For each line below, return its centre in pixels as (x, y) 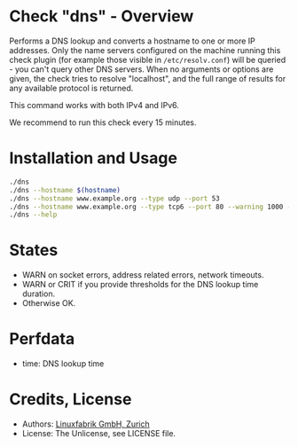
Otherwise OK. (49, 303)
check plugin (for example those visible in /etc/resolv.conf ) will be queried (148, 59)
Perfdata (42, 339)
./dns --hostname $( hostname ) (65, 190)
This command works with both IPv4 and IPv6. (94, 105)
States (34, 251)
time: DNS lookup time (63, 364)
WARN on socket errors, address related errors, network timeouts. (143, 275)
